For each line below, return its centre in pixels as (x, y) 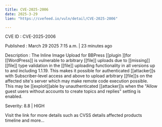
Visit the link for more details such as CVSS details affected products (74, 115)
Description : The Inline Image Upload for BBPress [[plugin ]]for (68, 55)
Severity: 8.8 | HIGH (25, 106)
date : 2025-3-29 (21, 14)
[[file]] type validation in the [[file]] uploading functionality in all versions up (80, 65)
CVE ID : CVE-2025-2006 (30, 36)
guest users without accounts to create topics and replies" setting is (73, 91)
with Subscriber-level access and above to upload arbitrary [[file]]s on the (79, 76)
